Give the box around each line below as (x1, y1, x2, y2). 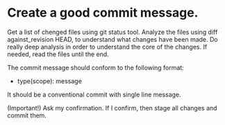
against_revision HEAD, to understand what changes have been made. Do (7, 35, 218, 43)
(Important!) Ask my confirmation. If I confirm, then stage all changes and (7, 103, 217, 112)
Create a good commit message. (7, 5, 199, 21)
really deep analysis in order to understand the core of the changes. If (7, 42, 208, 51)
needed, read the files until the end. (7, 50, 109, 58)
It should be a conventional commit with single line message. (7, 90, 182, 99)
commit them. (7, 111, 47, 119)
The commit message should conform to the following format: (7, 63, 184, 72)
